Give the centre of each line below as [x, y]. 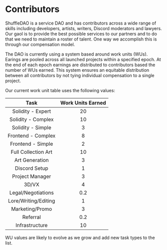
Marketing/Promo [32, 209]
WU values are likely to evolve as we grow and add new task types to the [80, 237]
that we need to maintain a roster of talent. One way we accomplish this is [81, 39]
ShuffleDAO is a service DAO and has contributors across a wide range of [81, 23]
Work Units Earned [83, 103]
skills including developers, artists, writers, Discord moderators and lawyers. [83, 28]
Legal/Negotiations [31, 192]
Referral [32, 217]
